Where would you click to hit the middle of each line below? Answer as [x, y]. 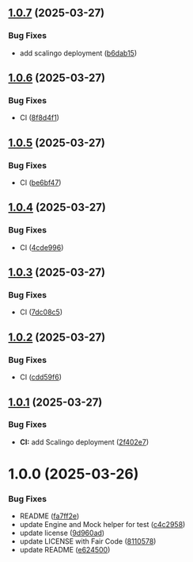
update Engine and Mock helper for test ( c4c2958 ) [102, 525]
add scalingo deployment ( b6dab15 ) [78, 53]
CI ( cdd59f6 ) [40, 377]
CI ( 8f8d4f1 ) [39, 117]
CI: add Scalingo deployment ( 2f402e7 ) [84, 442]
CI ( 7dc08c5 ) [41, 312]
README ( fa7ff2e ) [49, 516]
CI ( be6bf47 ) [40, 183]
